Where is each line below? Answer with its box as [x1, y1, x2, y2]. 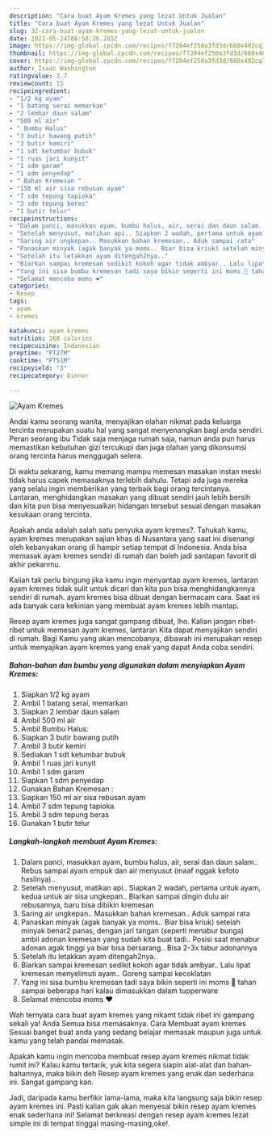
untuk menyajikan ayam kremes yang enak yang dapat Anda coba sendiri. [9, 642, 255, 652]
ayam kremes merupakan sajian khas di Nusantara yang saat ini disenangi [9, 534, 255, 543]
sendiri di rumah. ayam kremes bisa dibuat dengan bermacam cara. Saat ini [9, 592, 261, 602]
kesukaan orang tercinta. [9, 509, 92, 519]
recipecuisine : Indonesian [9, 342, 100, 350]
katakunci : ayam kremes [9, 326, 90, 335]
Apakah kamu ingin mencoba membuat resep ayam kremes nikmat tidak [9, 1051, 249, 1061]
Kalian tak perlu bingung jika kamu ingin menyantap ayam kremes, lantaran [9, 575, 259, 585]
